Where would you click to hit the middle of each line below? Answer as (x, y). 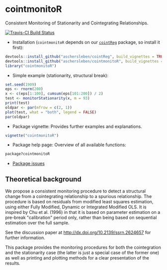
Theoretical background (43, 179)
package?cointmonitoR (28, 154)
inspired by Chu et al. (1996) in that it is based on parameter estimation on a (83, 212)
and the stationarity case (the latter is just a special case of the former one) (82, 253)
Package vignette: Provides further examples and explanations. (77, 126)
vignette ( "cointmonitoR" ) (32, 135)
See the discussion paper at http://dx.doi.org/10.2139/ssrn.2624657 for (78, 233)
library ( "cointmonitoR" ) (31, 66)
